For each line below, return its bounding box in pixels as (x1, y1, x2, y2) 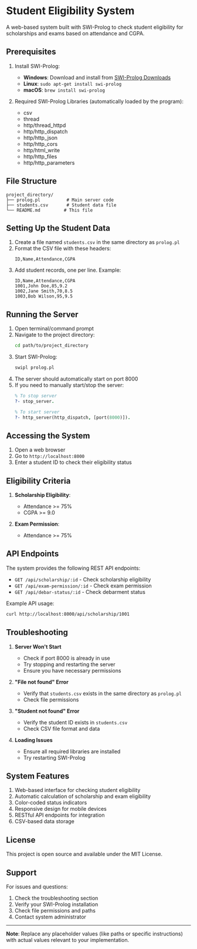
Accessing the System (6, 430, 90, 440)
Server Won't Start (14, 643, 62, 650)
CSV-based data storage (14, 818, 75, 825)
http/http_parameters (23, 159, 75, 166)
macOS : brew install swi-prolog (23, 86, 106, 93)
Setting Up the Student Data (6, 223, 110, 233)
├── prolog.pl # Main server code (6, 197, 114, 203)
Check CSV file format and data (23, 725, 100, 732)
